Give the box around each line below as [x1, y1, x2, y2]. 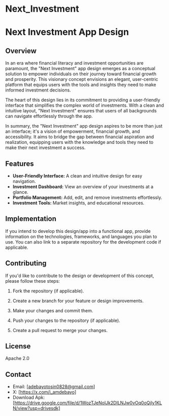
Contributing [5, 259, 47, 268]
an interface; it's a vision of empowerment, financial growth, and [5, 128, 140, 135]
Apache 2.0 [5, 355, 29, 362]
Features [5, 159, 34, 168]
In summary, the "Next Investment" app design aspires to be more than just [5, 123, 163, 129]
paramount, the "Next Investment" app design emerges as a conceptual [5, 66, 156, 72]
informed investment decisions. [5, 87, 71, 93]
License [5, 342, 31, 351]
